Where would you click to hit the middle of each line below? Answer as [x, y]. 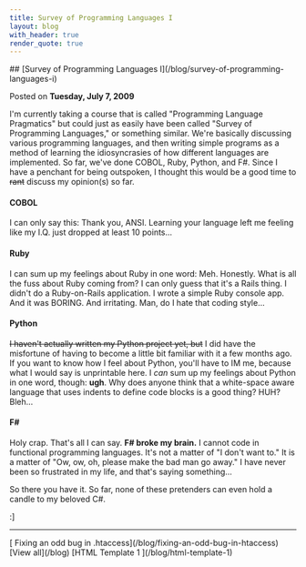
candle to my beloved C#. [58, 499]
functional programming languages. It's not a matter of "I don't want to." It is [153, 452]
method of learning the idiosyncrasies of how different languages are [139, 153]
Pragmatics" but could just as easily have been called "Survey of [131, 124]
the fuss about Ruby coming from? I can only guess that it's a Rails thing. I [148, 283]
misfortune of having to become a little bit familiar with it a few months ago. [151, 353]
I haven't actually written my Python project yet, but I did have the [133, 343]
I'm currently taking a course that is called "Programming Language [137, 114]
